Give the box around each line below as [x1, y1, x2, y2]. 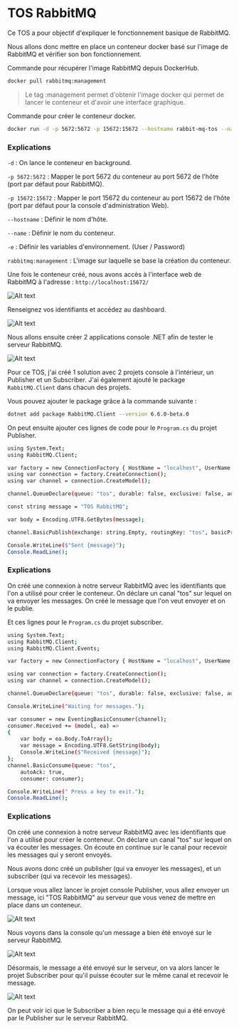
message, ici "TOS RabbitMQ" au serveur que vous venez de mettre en [7, 893, 216, 902]
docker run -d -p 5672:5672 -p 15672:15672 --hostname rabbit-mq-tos [7, 125, 218, 132]
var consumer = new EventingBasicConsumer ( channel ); [7, 715, 167, 723]
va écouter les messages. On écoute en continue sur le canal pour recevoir [7, 843, 228, 851]
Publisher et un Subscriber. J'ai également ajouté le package [7, 375, 186, 384]
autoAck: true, [20, 769, 65, 776]
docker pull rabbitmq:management [7, 77, 107, 85]
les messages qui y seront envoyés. [7, 850, 112, 859]
